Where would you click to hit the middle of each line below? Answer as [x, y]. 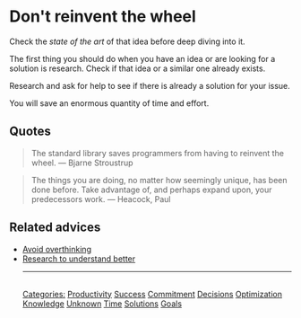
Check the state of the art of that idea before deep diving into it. [127, 41]
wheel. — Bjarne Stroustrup [82, 163]
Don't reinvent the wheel [103, 17]
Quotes [30, 132]
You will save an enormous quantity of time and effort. [109, 103]
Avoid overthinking [57, 249]
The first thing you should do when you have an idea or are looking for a [142, 58]
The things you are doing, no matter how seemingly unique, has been [159, 180]
